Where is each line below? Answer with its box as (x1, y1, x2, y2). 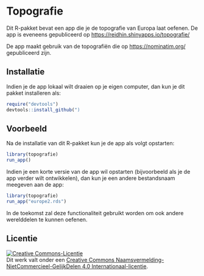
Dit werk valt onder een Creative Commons (6, 256, 114, 263)
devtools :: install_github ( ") (6, 106, 80, 113)
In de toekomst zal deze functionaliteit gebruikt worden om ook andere (6, 209, 184, 216)
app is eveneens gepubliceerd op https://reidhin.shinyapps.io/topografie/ (6, 30, 190, 38)
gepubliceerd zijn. (6, 49, 52, 56)
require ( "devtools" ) (6, 101, 59, 107)
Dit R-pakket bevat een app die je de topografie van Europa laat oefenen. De (6, 24, 198, 32)
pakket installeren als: (6, 89, 61, 97)
